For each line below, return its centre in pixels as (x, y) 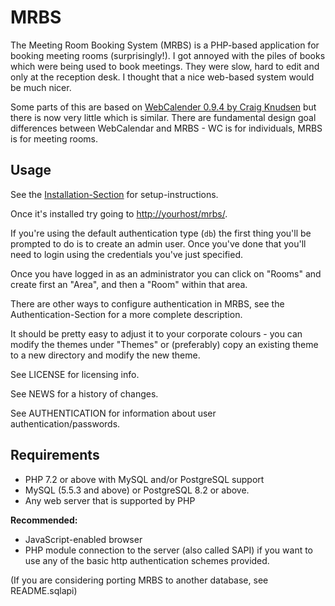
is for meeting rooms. (54, 138)
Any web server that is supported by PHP (110, 500)
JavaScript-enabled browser (83, 539)
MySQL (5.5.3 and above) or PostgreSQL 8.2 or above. (137, 490)
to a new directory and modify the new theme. (105, 355)
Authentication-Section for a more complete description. (126, 314)
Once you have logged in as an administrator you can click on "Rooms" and (166, 273)
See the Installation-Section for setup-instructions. (114, 194)
